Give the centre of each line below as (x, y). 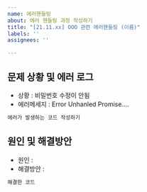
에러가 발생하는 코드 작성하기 (44, 118)
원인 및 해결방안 (40, 141)
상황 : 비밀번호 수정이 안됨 (54, 95)
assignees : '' (28, 40)
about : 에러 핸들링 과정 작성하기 (50, 21)
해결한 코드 (21, 182)
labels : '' (23, 34)
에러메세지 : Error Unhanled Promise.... (73, 104)
